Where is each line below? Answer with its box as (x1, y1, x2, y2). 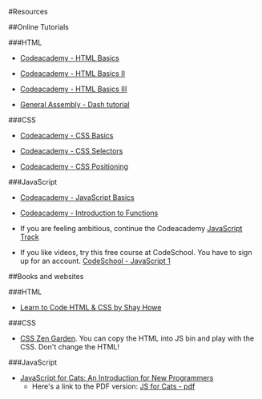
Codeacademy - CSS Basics (19, 131, 114, 140)
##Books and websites (8, 272, 84, 281)
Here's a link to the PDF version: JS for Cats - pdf (31, 381, 195, 391)
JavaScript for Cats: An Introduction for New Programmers (19, 373, 214, 382)
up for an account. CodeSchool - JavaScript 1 (19, 256, 171, 265)
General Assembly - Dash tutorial (19, 100, 130, 109)
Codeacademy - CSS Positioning (19, 162, 129, 171)
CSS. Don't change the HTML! (19, 342, 120, 351)
